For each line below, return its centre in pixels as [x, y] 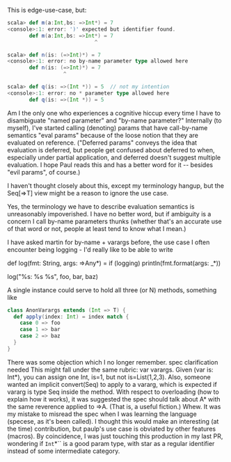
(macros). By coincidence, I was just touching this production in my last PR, [115, 436]
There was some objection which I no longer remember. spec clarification [113, 362]
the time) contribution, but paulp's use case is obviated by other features [112, 429]
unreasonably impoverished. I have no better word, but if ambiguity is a [109, 214]
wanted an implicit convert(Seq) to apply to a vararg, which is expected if [112, 384]
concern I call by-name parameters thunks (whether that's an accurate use [115, 221]
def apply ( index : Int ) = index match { [71, 317]
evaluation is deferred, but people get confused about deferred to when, [111, 150]
